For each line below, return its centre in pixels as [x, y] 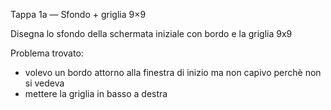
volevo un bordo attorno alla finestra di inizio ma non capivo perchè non [173, 72]
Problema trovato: [47, 53]
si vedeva [44, 83]
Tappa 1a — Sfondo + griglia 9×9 [78, 14]
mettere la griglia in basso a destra [96, 93]
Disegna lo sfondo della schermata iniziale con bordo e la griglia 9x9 [151, 33]
